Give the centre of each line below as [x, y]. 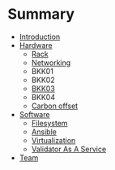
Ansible [44, 132]
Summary [41, 14]
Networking [51, 63]
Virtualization [53, 140]
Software [34, 114]
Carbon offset [55, 106]
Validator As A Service [69, 149]
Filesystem [49, 123]
